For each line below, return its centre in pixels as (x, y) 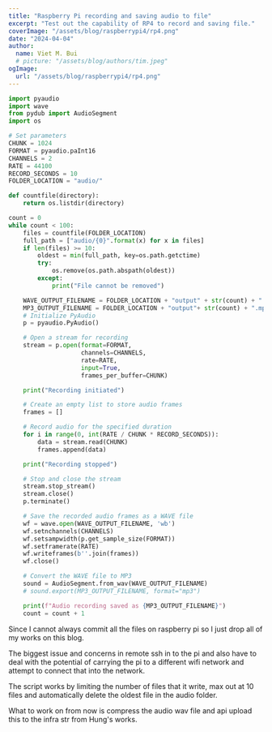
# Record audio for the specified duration (98, 427)
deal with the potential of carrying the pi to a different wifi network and (126, 661)
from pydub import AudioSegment (63, 114)
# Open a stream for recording (76, 338)
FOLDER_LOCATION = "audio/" (56, 181)
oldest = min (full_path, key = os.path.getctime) (119, 256)
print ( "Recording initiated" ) (74, 390)
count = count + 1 (54, 614)
